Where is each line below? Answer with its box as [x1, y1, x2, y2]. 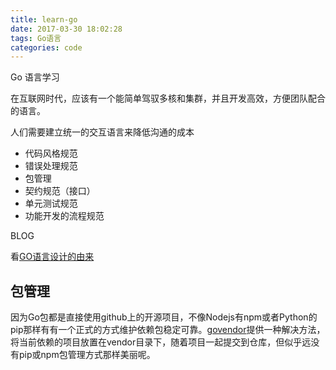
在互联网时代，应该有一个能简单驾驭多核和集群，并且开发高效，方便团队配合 [10, 92, 326, 105]
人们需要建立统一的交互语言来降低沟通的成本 [10, 126, 195, 138]
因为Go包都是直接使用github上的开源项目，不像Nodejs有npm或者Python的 [10, 311, 318, 323]
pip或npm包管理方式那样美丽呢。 [18, 349, 156, 361]
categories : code [10, 42, 83, 53]
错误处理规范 [24, 160, 78, 172]
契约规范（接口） [24, 185, 96, 197]
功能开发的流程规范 [24, 210, 105, 222]
